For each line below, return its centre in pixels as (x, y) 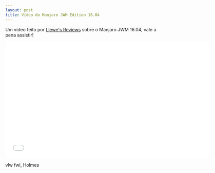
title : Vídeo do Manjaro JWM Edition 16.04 (53, 15)
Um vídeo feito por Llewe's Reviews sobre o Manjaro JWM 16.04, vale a (81, 29)
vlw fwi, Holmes (22, 165)
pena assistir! (19, 35)
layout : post (19, 10)
